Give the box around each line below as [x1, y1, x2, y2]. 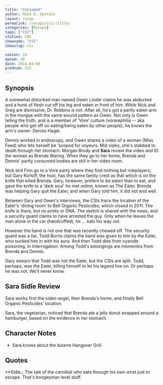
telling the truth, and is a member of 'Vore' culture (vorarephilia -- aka [5, 117, 145, 123]
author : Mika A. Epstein [5, 12, 55, 17]
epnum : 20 [5, 57, 25, 61]
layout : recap [5, 16, 34, 21]
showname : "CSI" [5, 39, 38, 44]
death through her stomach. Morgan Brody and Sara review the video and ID [5, 147, 159, 154]
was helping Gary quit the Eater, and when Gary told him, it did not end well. [5, 188, 157, 194]
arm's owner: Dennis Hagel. [5, 128, 61, 134]
